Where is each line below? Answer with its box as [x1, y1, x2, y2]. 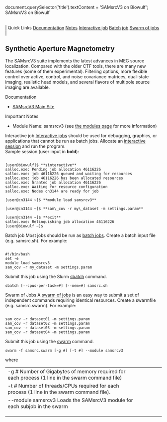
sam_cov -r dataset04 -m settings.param [5, 329, 90, 335]
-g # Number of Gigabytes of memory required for [7, 368, 126, 375]
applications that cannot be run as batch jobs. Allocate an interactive [5, 138, 146, 144]
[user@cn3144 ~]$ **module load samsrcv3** [5, 197, 97, 203]
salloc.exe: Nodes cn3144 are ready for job [5, 189, 99, 194]
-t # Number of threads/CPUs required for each [7, 382, 119, 389]
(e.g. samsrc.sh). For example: [5, 237, 68, 243]
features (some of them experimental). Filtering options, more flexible [5, 68, 148, 74]
